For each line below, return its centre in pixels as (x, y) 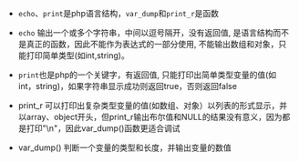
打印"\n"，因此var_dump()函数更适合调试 (103, 128)
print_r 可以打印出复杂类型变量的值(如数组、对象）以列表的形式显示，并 (153, 106)
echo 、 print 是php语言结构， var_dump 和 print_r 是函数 (119, 13)
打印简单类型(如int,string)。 (77, 56)
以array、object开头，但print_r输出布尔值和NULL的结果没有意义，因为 (150, 117)
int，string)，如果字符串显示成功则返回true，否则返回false (127, 86)
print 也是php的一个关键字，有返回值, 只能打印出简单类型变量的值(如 (147, 75)
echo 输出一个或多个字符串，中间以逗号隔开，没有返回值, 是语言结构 (145, 33)
